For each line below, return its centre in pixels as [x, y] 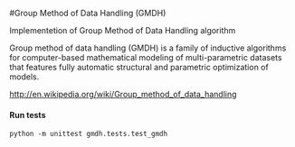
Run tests [28, 115]
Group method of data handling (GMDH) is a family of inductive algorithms [148, 48]
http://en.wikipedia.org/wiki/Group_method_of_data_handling [123, 94]
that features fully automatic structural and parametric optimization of [139, 67]
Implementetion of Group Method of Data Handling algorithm [123, 30]
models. [24, 77]
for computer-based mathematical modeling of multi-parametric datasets [146, 57]
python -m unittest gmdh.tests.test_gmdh [89, 134]
